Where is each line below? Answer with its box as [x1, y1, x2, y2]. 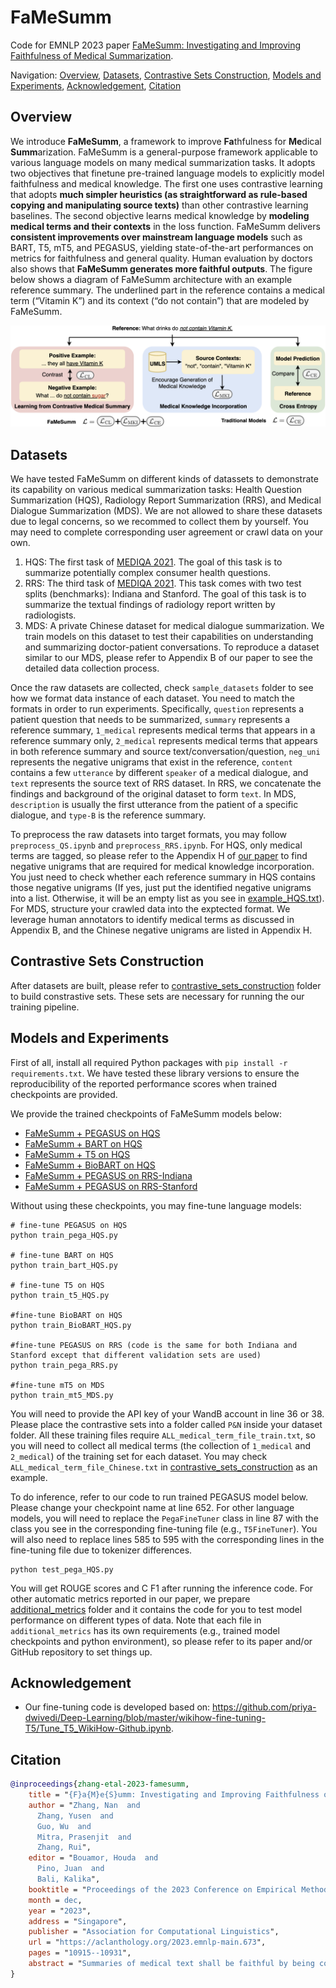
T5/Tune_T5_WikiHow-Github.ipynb [24, 1722, 172, 1735]
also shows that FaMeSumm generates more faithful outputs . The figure [10, 262, 313, 275]
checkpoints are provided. [10, 1088, 118, 1100]
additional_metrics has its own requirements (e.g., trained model [10, 1624, 280, 1636]
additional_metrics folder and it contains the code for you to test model [10, 1603, 303, 1615]
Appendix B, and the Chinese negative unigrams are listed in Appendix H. [10, 924, 313, 936]
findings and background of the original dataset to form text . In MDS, [10, 787, 297, 800]
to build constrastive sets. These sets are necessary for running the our [10, 990, 305, 1002]
